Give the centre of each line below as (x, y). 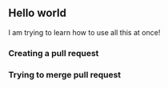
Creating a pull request (54, 53)
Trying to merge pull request (65, 74)
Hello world (37, 13)
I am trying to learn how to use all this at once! (84, 32)
